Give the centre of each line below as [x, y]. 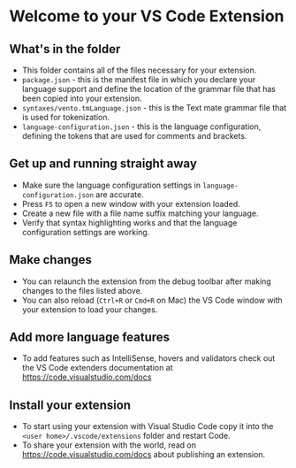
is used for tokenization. [66, 117]
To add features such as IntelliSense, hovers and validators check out [148, 358]
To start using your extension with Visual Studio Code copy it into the [148, 426]
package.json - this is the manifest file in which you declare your [139, 80]
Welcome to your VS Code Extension [147, 16]
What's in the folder [65, 49]
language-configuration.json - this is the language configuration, [141, 127]
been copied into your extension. [82, 98]
